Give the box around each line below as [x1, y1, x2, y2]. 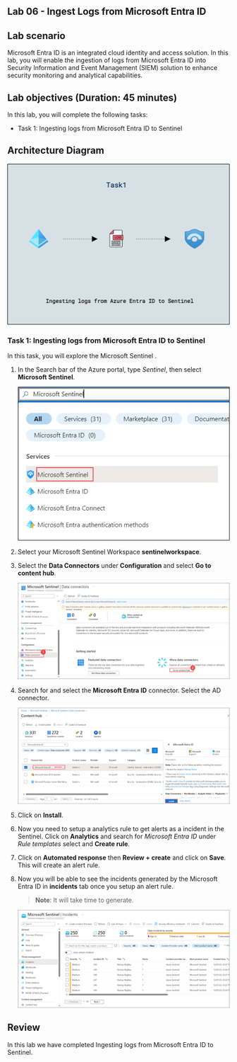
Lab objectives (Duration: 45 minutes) [7, 91, 178, 103]
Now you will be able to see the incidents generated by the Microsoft [17, 874, 218, 884]
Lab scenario [7, 30, 66, 42]
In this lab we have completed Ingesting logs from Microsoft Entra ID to [7, 1040, 214, 1049]
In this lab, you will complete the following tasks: [7, 110, 148, 119]
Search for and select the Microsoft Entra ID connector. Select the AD [17, 686, 221, 695]
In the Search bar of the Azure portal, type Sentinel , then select [17, 365, 202, 374]
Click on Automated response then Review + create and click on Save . [17, 853, 226, 862]
